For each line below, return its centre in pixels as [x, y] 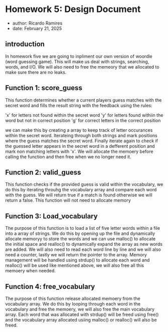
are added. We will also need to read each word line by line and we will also [83, 249]
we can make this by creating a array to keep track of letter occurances [79, 130]
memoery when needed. [31, 271]
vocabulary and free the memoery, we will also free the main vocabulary [80, 309]
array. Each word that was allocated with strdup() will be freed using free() [82, 314]
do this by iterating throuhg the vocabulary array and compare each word [81, 190]
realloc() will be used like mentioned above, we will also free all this [75, 265]
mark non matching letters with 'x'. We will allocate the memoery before [79, 151]
